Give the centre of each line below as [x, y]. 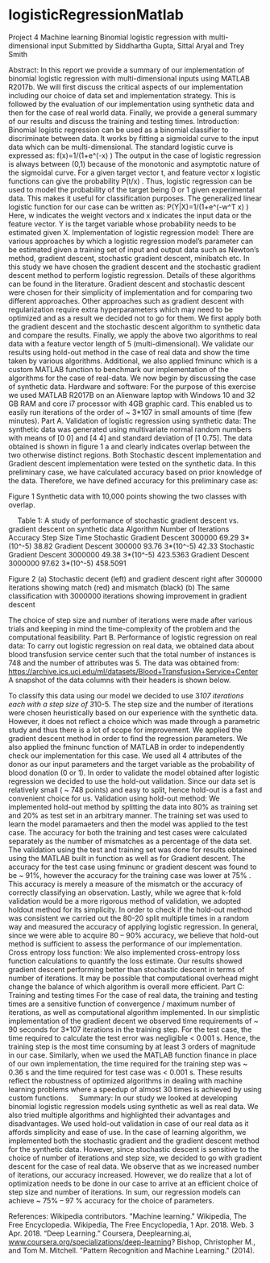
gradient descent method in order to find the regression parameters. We [128, 738]
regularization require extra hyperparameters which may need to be [121, 309]
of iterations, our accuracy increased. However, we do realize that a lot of [130, 1174]
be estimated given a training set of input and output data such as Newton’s [134, 249]
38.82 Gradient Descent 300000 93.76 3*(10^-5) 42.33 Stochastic [144, 546]
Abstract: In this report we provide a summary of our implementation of [127, 69]
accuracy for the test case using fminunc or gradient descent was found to [133, 867]
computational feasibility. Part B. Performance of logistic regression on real [133, 637]
